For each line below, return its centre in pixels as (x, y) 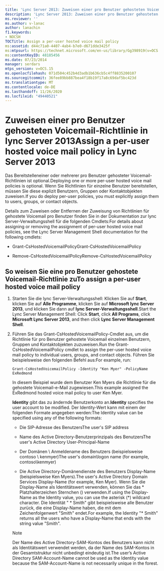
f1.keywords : (18, 32)
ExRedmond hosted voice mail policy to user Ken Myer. (67, 393)
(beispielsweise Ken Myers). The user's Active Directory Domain (83, 476)
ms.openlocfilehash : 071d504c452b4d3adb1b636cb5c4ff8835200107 (71, 73)
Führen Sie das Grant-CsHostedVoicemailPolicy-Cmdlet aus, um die (80, 334)
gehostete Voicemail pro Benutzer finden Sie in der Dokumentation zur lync (81, 216)
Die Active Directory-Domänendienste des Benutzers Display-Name (87, 471)
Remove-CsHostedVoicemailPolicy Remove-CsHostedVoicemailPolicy (82, 256)
